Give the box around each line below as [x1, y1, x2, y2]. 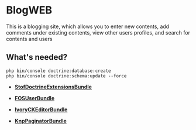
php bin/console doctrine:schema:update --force [6, 73, 127, 79]
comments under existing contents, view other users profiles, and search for [6, 29, 190, 36]
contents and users [6, 35, 53, 42]
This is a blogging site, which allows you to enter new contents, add [6, 23, 170, 30]
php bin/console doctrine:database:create [6, 68, 111, 74]
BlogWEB [6, 4, 53, 17]
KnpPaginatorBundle [14, 117, 67, 124]
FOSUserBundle [14, 94, 54, 101]
